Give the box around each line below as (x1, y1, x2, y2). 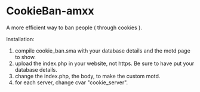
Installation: (6, 35, 35, 42)
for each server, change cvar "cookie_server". (14, 79, 128, 86)
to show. (14, 53, 36, 60)
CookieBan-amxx (6, 4, 94, 18)
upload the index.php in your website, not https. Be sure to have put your (14, 60, 195, 67)
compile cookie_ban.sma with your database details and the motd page (14, 47, 191, 54)
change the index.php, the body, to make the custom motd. (14, 72, 161, 79)
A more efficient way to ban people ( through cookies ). (6, 24, 142, 31)
